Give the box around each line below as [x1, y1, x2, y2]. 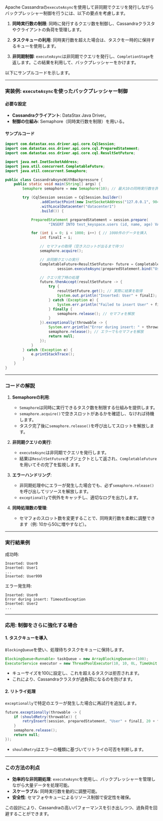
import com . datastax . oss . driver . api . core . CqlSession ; [5, 141, 116, 147]
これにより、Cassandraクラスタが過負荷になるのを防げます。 [12, 676, 135, 682]
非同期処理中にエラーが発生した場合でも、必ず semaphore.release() [19, 483, 154, 489]
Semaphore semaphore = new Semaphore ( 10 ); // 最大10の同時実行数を [22, 186, 155, 191]
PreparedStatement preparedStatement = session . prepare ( [31, 217, 149, 222]
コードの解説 [5, 382, 35, 389]
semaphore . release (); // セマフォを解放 [57, 311, 135, 316]
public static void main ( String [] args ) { [14, 182, 101, 187]
